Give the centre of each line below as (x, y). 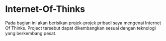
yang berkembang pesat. (31, 33)
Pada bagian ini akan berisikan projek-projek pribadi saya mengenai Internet (83, 23)
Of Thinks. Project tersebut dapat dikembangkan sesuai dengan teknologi (81, 28)
